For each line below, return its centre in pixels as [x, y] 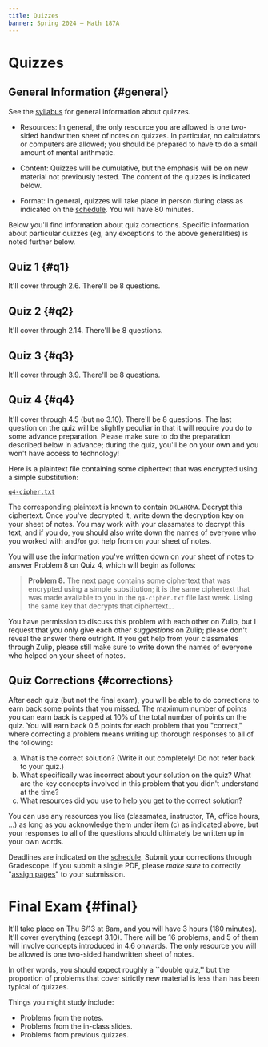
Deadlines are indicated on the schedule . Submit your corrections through [130, 856]
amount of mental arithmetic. [68, 152]
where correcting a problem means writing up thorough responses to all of [131, 734]
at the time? [39, 792]
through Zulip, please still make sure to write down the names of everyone [130, 647]
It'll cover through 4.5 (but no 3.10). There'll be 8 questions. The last [120, 419]
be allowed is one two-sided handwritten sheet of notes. [101, 954]
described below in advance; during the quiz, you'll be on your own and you [134, 444]
